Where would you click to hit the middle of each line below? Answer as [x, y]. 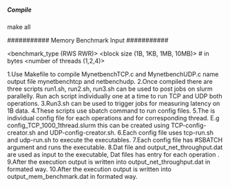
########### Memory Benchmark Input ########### [88, 40]
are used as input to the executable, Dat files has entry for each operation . [113, 154]
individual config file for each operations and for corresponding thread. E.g [113, 118]
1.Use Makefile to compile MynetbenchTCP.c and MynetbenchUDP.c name [113, 74]
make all [19, 27]
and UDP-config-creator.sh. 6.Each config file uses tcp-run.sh [126, 132]
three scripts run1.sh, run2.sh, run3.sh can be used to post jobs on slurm [110, 89]
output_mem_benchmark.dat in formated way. [72, 176]
